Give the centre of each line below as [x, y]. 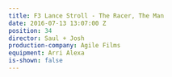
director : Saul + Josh [46, 38]
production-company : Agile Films [65, 46]
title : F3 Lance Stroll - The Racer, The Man [86, 16]
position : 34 [30, 30]
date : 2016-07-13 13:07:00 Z [57, 23]
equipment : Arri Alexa [46, 53]
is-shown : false [36, 61]
